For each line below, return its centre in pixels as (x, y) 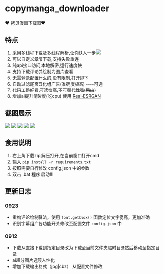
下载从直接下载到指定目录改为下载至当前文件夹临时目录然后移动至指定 (84, 248)
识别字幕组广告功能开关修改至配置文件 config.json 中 (67, 224)
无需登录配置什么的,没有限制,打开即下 (50, 78)
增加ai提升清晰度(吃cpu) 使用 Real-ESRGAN (57, 96)
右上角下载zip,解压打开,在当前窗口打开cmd (56, 156)
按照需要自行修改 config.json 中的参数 (51, 168)
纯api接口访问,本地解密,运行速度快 (47, 65)
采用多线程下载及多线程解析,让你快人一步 (54, 53)
